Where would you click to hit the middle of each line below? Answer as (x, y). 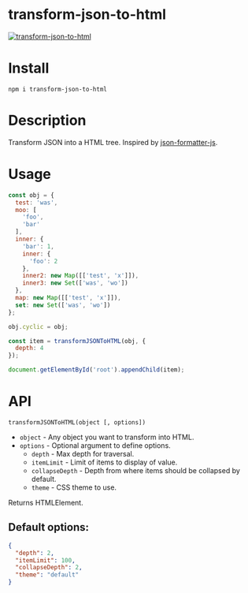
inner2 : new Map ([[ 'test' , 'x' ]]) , (81, 276)
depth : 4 (30, 349)
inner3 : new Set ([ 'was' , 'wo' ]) (75, 283)
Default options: (48, 527)
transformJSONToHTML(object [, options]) (77, 422)
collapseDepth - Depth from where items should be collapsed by (135, 470)
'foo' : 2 (43, 261)
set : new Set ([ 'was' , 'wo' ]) (63, 305)
